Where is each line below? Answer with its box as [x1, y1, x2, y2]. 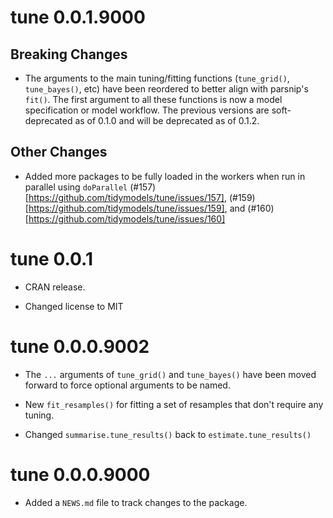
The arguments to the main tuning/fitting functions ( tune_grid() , [24, 72, 290, 84]
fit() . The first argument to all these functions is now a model [24, 94, 283, 105]
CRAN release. [24, 281, 86, 293]
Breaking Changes [10, 46, 128, 63]
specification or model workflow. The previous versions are [24, 104, 270, 116]
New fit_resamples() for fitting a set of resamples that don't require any [24, 398, 324, 410]
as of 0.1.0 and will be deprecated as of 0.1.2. [74, 115, 260, 126]
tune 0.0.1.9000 [10, 6, 146, 29]
